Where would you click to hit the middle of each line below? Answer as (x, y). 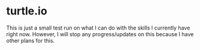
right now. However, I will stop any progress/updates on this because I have (100, 34)
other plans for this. (31, 40)
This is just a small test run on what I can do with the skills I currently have (98, 28)
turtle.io (27, 11)
